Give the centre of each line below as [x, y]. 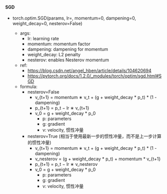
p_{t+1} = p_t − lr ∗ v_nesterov [66, 164]
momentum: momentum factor [59, 44]
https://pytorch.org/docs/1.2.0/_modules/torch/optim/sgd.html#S [95, 76]
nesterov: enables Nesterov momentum [68, 60]
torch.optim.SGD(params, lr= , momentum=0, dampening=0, [74, 18]
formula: [29, 87]
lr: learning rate [43, 39]
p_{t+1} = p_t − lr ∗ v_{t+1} [62, 108]
